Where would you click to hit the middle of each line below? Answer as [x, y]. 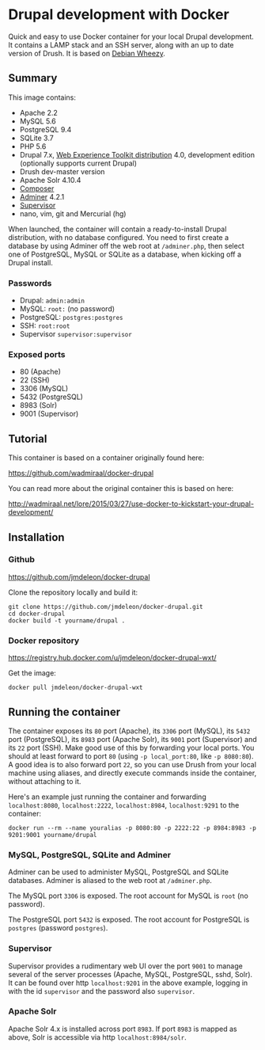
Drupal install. [30, 262]
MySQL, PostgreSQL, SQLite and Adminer [90, 854]
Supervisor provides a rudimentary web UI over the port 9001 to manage [125, 966]
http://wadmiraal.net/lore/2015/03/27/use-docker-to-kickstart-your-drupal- [131, 504]
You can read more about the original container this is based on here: [121, 489]
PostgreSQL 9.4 [45, 129]
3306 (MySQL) [44, 389]
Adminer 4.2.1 [42, 196]
